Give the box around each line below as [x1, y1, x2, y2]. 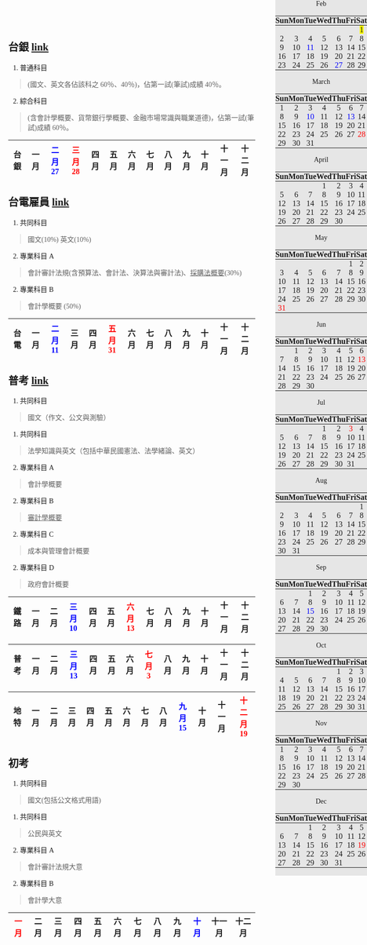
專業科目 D [19, 564, 55, 572]
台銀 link [8, 41, 49, 54]
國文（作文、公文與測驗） [27, 414, 111, 422]
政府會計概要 [27, 581, 69, 589]
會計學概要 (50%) [27, 302, 82, 310]
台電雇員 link [8, 196, 70, 209]
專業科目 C [19, 531, 54, 539]
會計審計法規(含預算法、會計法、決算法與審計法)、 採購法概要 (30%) [27, 268, 242, 277]
